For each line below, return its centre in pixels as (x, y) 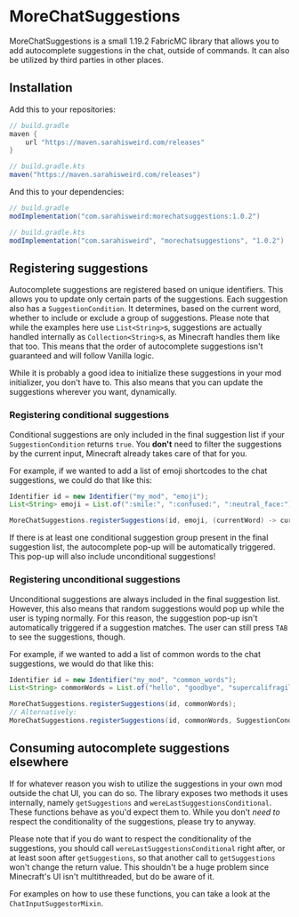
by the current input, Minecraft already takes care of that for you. (128, 453)
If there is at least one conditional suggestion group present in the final (139, 538)
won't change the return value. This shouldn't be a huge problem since (139, 867)
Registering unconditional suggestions (95, 580)
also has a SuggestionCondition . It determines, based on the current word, (145, 309)
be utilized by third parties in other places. (86, 60)
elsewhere (39, 762)
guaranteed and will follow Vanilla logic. (81, 356)
